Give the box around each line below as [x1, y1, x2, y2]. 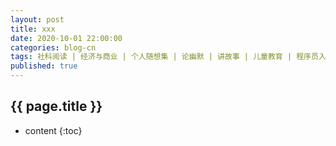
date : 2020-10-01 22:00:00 [10, 33, 123, 43]
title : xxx [10, 24, 56, 34]
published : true [10, 61, 78, 71]
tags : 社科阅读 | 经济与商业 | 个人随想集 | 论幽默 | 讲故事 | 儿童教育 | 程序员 [10, 52, 319, 62]
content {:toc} [24, 124, 83, 136]
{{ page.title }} [10, 98, 103, 115]
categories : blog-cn [10, 42, 97, 53]
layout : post [10, 14, 65, 25]
